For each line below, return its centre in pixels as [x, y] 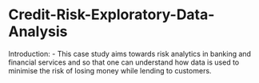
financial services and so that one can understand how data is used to [124, 62]
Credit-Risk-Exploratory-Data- [112, 15]
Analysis [38, 32]
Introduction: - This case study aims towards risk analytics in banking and [130, 53]
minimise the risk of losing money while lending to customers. [110, 70]
